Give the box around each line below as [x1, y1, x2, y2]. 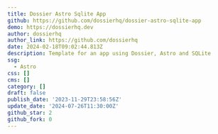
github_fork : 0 [7, 116, 53, 123]
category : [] [7, 83, 46, 90]
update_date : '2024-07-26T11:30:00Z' [7, 103, 119, 110]
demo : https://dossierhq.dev [7, 23, 94, 30]
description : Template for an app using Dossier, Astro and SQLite [7, 50, 212, 57]
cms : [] [7, 76, 31, 84]
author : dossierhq [7, 30, 62, 38]
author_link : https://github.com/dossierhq [7, 37, 138, 44]
